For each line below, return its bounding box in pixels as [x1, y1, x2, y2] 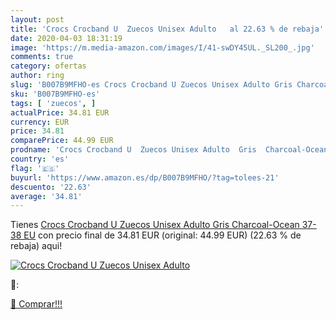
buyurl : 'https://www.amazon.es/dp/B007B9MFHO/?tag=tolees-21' [10, 172, 280, 183]
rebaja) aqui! [10, 240, 63, 252]
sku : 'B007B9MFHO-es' [10, 89, 101, 99]
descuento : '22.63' [10, 182, 92, 192]
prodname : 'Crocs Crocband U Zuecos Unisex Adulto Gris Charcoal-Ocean [10, 145, 329, 155]
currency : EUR [10, 117, 70, 127]
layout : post [10, 14, 65, 25]
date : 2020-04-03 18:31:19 [10, 33, 123, 43]
